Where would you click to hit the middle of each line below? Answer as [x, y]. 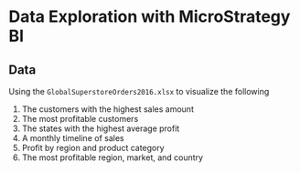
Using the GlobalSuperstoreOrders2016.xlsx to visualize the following [139, 91]
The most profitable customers [80, 119]
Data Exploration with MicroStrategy [150, 17]
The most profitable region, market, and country [112, 157]
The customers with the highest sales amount [107, 109]
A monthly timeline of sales [73, 138]
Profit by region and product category [93, 148]
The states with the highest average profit [101, 128]
